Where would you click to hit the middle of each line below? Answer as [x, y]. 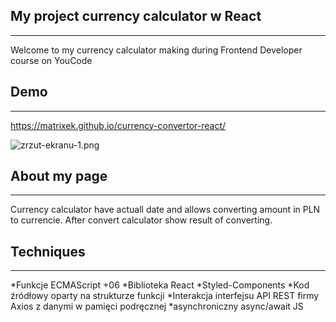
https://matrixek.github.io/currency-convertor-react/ [118, 125]
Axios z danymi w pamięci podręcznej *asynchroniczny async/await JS [157, 306]
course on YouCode [51, 60]
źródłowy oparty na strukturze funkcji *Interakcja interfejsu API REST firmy [165, 296]
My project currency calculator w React [136, 16]
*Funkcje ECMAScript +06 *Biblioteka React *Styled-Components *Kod [160, 285]
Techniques [48, 251]
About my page [59, 176]
